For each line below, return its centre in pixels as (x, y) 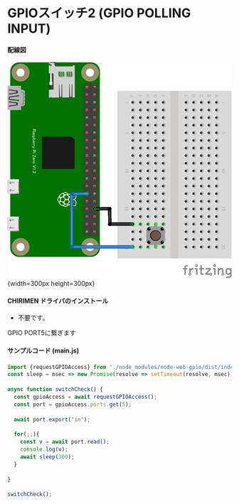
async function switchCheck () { (55, 390)
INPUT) (29, 29)
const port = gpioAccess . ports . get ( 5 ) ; (73, 404)
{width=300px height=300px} (51, 284)
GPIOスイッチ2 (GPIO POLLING (99, 13)
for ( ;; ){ (27, 434)
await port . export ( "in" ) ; (52, 419)
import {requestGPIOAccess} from (57, 367)
